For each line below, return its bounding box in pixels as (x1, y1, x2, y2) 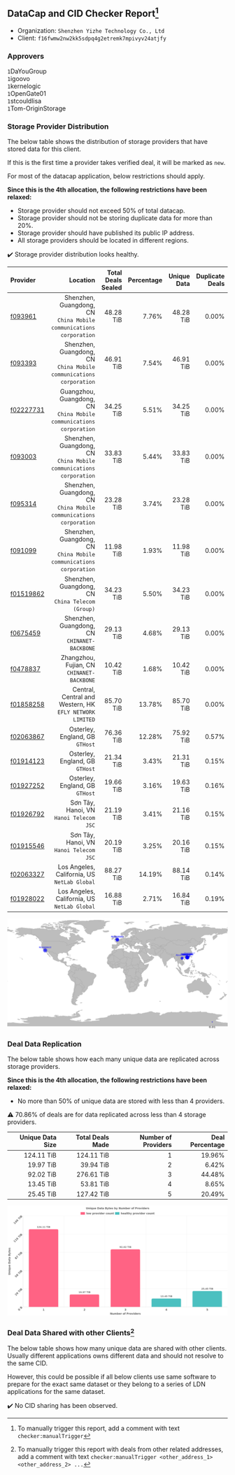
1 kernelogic (7, 82, 41, 90)
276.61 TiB (76, 1170, 110, 1179)
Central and (62, 693, 96, 701)
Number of (139, 1133, 173, 1142)
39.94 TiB (80, 1160, 110, 1169)
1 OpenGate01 (7, 89, 47, 98)
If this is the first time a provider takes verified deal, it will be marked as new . (7, 159, 226, 167)
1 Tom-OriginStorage (7, 104, 66, 113)
